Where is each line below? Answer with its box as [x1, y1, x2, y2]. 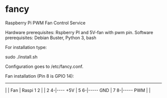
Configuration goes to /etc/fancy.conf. [5, 63, 83, 69]
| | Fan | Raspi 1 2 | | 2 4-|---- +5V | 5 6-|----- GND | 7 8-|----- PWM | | [5, 87, 151, 93]
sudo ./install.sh [5, 53, 38, 60]
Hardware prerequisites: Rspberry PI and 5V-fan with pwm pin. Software [5, 29, 153, 35]
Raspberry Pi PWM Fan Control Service [5, 20, 86, 26]
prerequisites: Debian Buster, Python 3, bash [5, 35, 97, 41]
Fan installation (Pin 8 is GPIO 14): [5, 73, 75, 79]
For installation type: [5, 44, 47, 50]
